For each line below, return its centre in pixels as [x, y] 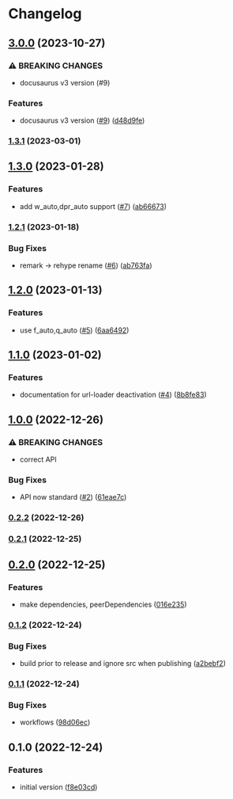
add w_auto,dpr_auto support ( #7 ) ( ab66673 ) [93, 206]
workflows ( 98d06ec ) [55, 722]
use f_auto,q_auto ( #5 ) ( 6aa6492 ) [74, 330]
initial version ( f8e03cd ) [58, 787]
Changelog [45, 14]
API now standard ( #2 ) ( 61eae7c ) [73, 497]
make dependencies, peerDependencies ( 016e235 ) [103, 604]
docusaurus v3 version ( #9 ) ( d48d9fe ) [82, 120]
